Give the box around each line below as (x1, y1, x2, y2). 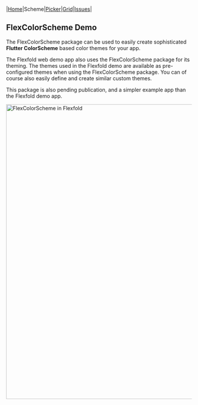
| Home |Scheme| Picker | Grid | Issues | (6, 6, 93, 12)
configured (6, 68, 33, 75)
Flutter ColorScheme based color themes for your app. (6, 44, 141, 51)
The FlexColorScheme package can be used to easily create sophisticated (6, 38, 187, 45)
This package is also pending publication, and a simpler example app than (6, 86, 186, 93)
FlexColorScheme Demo (6, 22, 97, 32)
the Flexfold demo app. (6, 92, 62, 100)
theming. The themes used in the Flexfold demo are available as (6, 62, 161, 69)
